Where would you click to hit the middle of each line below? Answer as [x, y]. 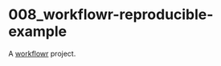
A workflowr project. [42, 53]
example [38, 31]
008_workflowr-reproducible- [111, 15]
